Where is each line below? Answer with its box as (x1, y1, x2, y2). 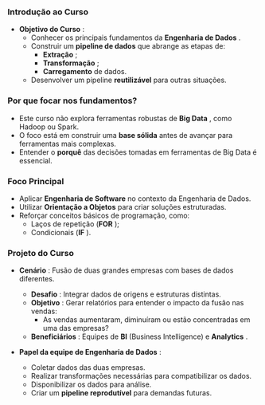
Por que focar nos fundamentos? (7, 95, 138, 106)
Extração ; (42, 50, 78, 60)
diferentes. (18, 274, 55, 284)
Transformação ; (42, 58, 99, 68)
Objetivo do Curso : (18, 25, 85, 34)
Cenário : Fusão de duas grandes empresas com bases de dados (18, 265, 234, 275)
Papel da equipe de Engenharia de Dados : (18, 348, 162, 357)
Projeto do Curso (7, 247, 75, 258)
